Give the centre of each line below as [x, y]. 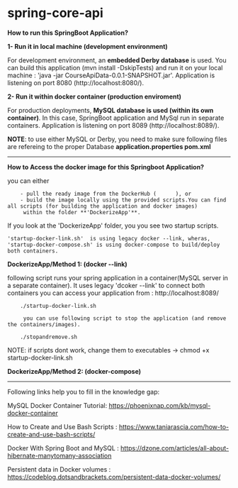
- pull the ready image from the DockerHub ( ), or [106, 194]
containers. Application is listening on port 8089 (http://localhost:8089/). [113, 125]
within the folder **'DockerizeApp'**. [82, 212]
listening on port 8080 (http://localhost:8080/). [75, 82]
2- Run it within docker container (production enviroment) [95, 96]
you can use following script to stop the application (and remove [125, 318]
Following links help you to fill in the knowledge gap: [84, 392]
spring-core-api [56, 13]
